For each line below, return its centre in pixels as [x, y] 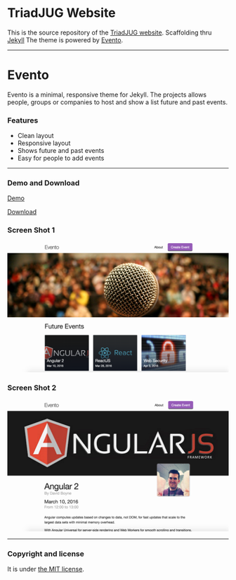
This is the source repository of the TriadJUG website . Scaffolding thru [110, 32]
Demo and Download [44, 183]
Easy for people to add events [61, 158]
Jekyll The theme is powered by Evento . [65, 39]
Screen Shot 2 [32, 388]
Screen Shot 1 [31, 230]
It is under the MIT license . [46, 569]
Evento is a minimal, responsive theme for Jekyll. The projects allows [107, 94]
